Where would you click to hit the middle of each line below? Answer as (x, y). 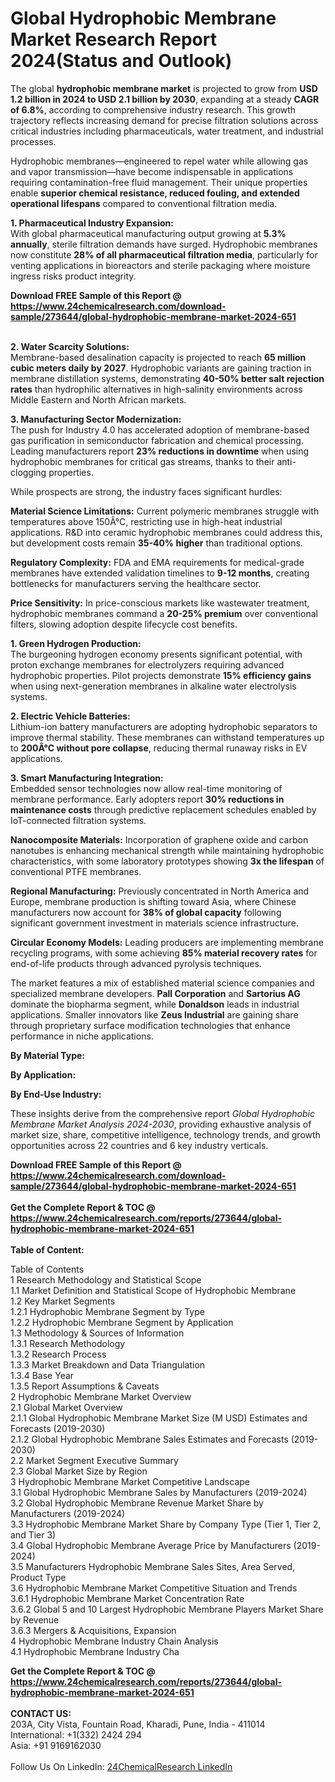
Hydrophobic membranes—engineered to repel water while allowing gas (159, 161)
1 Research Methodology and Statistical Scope (106, 1279)
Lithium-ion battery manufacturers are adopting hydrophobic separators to (164, 726)
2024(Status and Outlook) (121, 61)
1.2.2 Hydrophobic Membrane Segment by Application (122, 1322)
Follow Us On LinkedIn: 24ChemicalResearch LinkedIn (121, 1766)
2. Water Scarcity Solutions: (70, 346)
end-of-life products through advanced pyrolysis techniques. (136, 963)
